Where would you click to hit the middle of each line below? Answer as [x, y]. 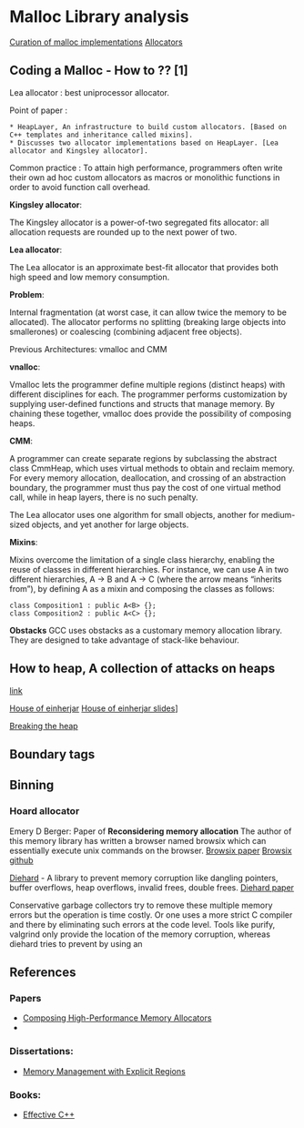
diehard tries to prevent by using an [76, 943]
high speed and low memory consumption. [90, 277]
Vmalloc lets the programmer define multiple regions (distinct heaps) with [147, 384]
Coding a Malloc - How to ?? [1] [99, 71]
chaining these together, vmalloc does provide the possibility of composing [150, 413]
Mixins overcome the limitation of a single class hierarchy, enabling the [142, 559]
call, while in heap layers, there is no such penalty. [104, 497]
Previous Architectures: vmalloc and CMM [88, 349]
